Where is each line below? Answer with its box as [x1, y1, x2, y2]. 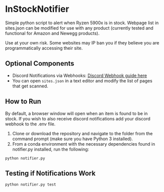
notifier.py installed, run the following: [12, 146, 89, 152]
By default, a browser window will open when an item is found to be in [5, 110, 148, 116]
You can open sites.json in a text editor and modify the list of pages [12, 77, 153, 83]
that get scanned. [12, 83, 48, 89]
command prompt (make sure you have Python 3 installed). [12, 136, 133, 142]
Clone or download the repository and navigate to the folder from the [12, 130, 153, 136]
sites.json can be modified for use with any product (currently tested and [5, 25, 154, 31]
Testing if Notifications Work [5, 169, 96, 177]
